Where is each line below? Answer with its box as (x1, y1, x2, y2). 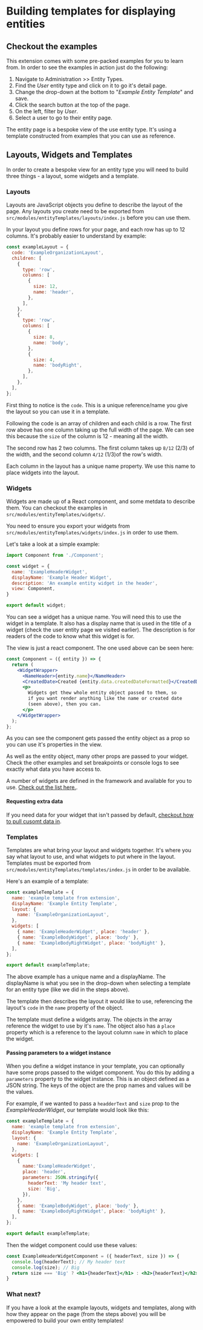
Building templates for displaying (6, 4, 176, 18)
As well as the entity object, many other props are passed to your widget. (6, 753, 188, 760)
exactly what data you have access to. (6, 765, 101, 773)
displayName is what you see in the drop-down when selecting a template (6, 980, 191, 987)
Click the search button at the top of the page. (14, 101, 130, 108)
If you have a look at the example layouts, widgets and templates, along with (6, 1304, 196, 1311)
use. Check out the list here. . (6, 783, 78, 791)
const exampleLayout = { (6, 244, 69, 250)
